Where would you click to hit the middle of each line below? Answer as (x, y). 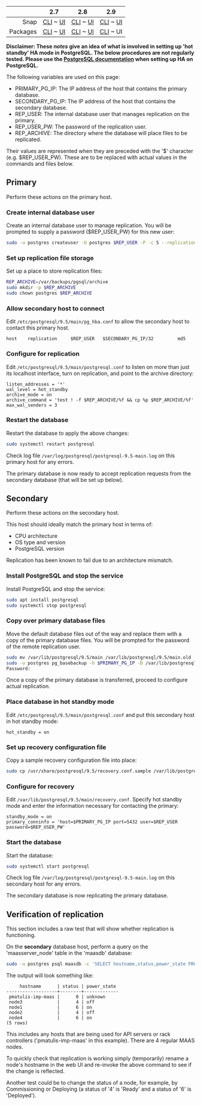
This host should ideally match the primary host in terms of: (80, 524)
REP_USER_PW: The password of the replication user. (81, 127)
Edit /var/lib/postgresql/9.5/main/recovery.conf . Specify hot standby (94, 799)
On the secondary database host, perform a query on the (77, 947)
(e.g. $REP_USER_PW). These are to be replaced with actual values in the (97, 157)
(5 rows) (17, 1023)
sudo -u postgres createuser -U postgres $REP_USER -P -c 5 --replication (101, 243)
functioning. (21, 935)
